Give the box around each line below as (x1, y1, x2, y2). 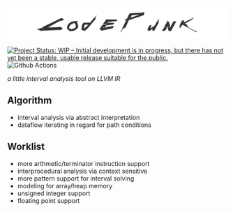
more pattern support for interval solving (17, 174, 135, 183)
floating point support (17, 196, 80, 204)
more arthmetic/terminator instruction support (17, 159, 150, 167)
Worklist (7, 141, 45, 153)
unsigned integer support (17, 189, 91, 197)
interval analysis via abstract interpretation (17, 113, 140, 121)
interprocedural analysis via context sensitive (17, 167, 148, 175)
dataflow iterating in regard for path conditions (17, 121, 151, 129)
